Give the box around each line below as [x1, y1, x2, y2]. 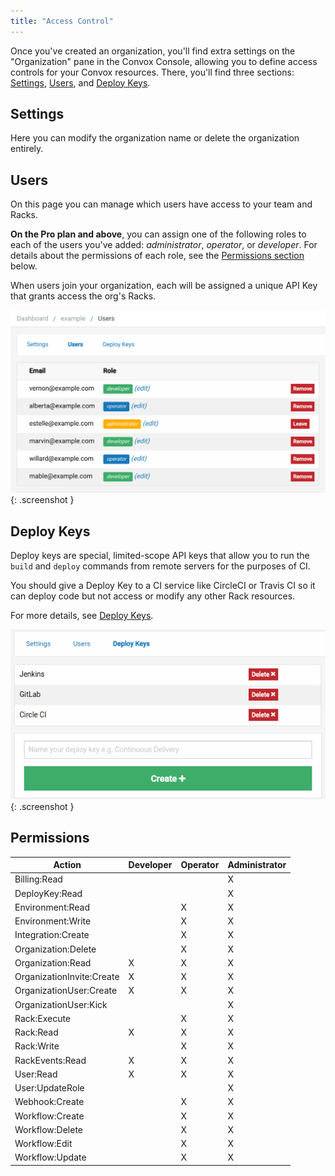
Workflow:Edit [14, 1138, 73, 1150]
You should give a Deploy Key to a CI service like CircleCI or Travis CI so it [10, 579, 316, 591]
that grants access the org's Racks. [10, 290, 157, 302]
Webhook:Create [14, 1096, 85, 1108]
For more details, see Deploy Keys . [10, 609, 154, 621]
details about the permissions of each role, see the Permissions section [10, 250, 305, 262]
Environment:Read [14, 901, 91, 913]
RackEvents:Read [14, 1054, 87, 1066]
